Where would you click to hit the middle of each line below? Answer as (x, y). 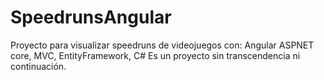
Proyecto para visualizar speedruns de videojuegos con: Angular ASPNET (162, 45)
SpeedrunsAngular (91, 17)
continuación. (38, 66)
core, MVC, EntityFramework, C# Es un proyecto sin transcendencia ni (155, 55)
